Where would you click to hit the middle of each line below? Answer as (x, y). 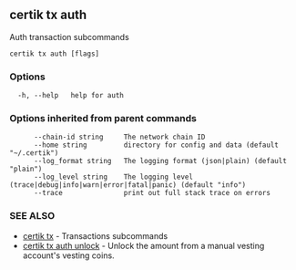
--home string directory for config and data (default (156, 145)
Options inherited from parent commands (103, 119)
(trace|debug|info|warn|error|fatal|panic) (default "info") (128, 185)
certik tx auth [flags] (55, 54)
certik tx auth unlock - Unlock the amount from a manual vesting (143, 245)
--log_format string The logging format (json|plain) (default (160, 161)
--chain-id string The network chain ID (119, 137)
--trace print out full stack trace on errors (152, 193)
